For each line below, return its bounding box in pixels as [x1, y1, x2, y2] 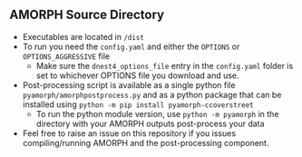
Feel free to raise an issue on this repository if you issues [22, 127, 237, 139]
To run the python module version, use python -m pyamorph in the [35, 108, 279, 119]
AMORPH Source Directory [9, 7, 165, 23]
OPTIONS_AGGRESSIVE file [22, 50, 111, 62]
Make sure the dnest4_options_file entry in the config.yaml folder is [35, 60, 294, 71]
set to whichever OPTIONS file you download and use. [35, 70, 239, 81]
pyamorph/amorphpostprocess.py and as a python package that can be [22, 89, 282, 100]
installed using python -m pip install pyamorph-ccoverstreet [22, 99, 254, 110]
